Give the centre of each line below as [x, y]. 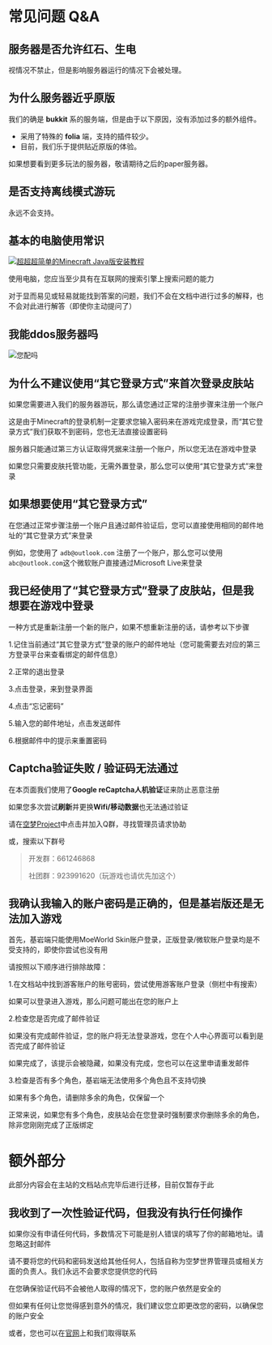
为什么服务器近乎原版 [62, 98]
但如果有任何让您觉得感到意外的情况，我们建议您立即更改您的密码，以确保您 [136, 1306]
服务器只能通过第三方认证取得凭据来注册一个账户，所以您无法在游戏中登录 [132, 449]
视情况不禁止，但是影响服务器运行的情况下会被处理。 [97, 70]
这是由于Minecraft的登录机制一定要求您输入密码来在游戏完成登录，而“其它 [132, 421]
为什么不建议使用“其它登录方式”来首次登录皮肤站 [131, 383]
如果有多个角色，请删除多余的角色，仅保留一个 [86, 1098]
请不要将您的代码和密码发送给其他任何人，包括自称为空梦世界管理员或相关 [132, 1262]
